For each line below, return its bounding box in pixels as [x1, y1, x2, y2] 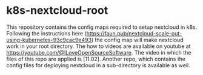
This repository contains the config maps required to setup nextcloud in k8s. [6, 23, 198, 31]
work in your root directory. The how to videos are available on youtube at [6, 43, 191, 50]
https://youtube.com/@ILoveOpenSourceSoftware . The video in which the [6, 49, 191, 56]
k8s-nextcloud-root [6, 4, 108, 17]
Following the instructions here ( [6, 29, 87, 37]
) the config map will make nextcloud [91, 36, 184, 43]
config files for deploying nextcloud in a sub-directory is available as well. [6, 61, 190, 69]
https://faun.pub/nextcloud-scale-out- [86, 29, 182, 37]
